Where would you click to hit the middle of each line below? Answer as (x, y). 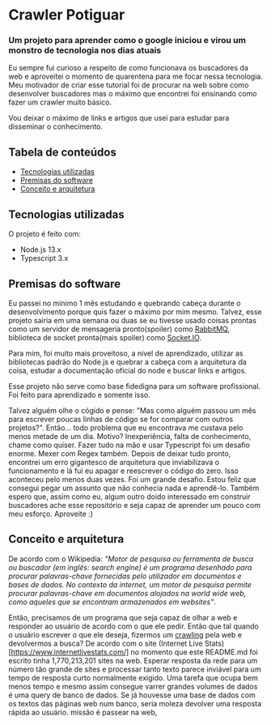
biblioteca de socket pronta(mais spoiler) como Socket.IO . (105, 337)
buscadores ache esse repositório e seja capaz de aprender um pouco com (135, 505)
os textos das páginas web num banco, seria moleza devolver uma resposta (135, 703)
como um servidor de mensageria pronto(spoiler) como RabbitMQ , (119, 329)
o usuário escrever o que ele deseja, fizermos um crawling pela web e (125, 634)
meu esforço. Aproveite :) (51, 514)
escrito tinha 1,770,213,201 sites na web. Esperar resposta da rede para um (133, 660)
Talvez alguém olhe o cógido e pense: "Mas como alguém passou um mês (132, 410)
